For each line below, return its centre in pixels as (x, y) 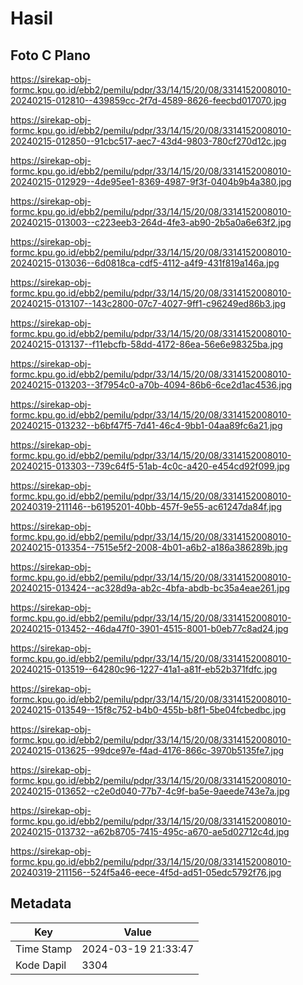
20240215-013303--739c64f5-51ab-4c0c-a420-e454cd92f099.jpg (150, 466)
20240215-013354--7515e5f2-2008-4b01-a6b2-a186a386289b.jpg (149, 547)
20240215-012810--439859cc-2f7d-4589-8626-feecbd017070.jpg (148, 100)
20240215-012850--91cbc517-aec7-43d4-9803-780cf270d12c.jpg (148, 141)
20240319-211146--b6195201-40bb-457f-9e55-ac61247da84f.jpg (146, 506)
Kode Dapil (41, 965)
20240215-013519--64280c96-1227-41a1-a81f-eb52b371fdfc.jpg (144, 669)
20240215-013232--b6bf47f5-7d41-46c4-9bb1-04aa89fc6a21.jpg (146, 425)
